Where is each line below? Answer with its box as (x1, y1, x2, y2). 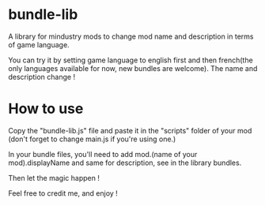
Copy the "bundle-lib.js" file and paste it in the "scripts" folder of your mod (8, 125, 252, 135)
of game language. (8, 39, 70, 49)
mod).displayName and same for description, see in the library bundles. (8, 158, 242, 167)
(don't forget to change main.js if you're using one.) (8, 134, 176, 144)
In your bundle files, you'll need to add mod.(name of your (8, 149, 198, 159)
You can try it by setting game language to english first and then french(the (8, 55, 253, 65)
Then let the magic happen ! (8, 173, 100, 182)
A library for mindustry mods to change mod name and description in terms (8, 32, 254, 41)
